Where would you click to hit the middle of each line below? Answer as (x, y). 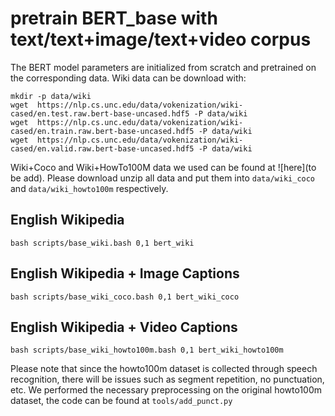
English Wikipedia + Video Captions (124, 327)
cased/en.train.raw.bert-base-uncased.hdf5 (102, 131)
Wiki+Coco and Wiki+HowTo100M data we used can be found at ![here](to (163, 167)
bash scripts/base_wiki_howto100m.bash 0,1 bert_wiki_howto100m (147, 350)
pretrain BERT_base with (114, 18)
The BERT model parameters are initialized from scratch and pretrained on (163, 67)
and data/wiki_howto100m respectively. (89, 188)
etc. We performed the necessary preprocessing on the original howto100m (166, 390)
